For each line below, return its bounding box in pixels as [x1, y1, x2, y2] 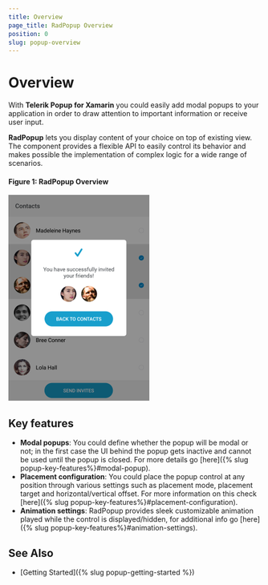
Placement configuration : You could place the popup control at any [19, 472, 246, 482]
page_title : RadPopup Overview [8, 21, 113, 30]
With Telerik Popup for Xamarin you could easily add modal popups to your [8, 100, 259, 110]
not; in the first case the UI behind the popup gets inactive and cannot [19, 446, 252, 456]
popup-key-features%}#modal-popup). [19, 463, 151, 473]
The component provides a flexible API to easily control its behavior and [8, 141, 246, 151]
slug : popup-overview [8, 38, 81, 46]
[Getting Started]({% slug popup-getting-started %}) [19, 567, 195, 577]
